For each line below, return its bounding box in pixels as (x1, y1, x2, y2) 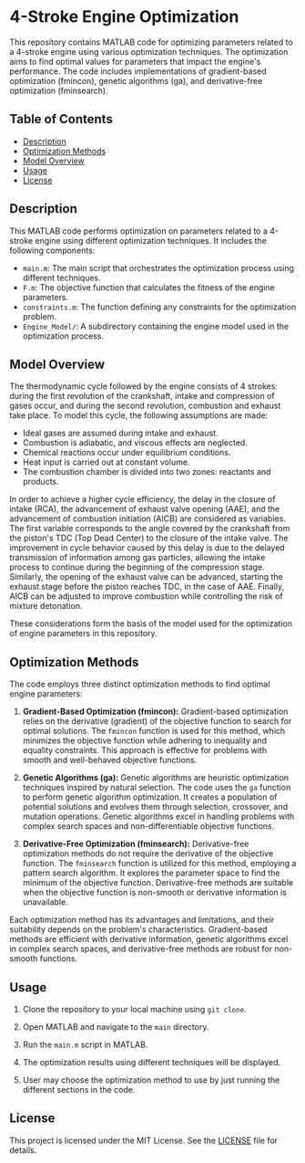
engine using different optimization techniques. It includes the (35, 235, 267, 246)
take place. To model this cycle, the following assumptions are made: (9, 410, 269, 421)
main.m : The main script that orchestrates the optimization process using (22, 262, 294, 273)
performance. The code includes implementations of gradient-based (9, 66, 267, 77)
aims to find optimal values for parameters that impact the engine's (9, 56, 261, 67)
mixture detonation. (9, 601, 83, 612)
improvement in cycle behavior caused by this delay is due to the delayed (9, 542, 285, 553)
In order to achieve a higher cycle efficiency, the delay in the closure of (9, 494, 276, 505)
